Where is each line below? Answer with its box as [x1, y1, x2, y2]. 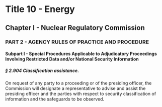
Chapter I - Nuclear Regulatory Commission [5, 23, 145, 32]
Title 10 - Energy [5, 3, 75, 15]
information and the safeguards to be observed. [5, 96, 105, 102]
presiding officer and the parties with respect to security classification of [5, 91, 156, 97]
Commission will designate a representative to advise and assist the [5, 85, 146, 91]
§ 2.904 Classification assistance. [5, 67, 79, 73]
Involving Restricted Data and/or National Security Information [5, 56, 139, 62]
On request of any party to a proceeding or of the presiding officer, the [5, 80, 152, 86]
